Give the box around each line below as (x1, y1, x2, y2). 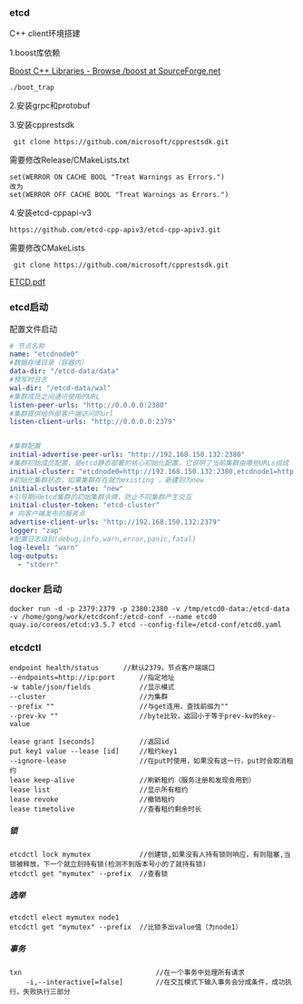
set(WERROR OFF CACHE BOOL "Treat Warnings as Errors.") (9, 191, 230, 200)
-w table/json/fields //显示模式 (9, 683, 175, 692)
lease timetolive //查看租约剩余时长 (9, 805, 202, 814)
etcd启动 (9, 301, 49, 314)
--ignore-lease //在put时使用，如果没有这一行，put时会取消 (9, 756, 288, 766)
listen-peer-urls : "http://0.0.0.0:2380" (9, 400, 169, 409)
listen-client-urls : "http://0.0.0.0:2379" (9, 418, 177, 427)
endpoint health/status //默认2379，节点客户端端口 (9, 664, 216, 673)
